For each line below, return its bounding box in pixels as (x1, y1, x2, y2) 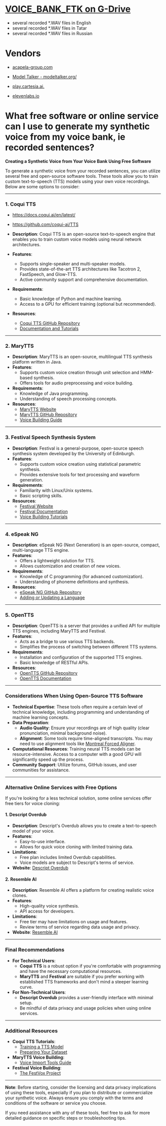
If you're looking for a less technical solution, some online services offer (5, 795, 152, 801)
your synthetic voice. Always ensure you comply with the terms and (5, 1095, 143, 1101)
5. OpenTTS (5, 611, 34, 618)
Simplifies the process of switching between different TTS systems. (19, 644, 158, 650)
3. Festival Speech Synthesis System (5, 434, 96, 441)
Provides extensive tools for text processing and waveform (19, 472, 140, 478)
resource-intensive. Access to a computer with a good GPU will (12, 751, 142, 757)
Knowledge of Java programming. (19, 390, 89, 397)
